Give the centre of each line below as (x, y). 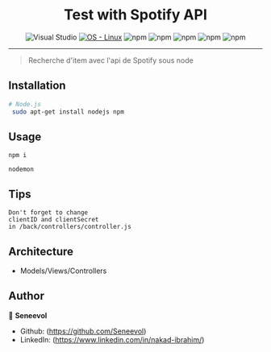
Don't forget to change (48, 213)
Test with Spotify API (135, 15)
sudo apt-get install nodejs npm (68, 112)
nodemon (21, 170)
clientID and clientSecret (54, 220)
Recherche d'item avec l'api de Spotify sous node (110, 60)
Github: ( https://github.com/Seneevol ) (83, 331)
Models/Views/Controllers (63, 271)
